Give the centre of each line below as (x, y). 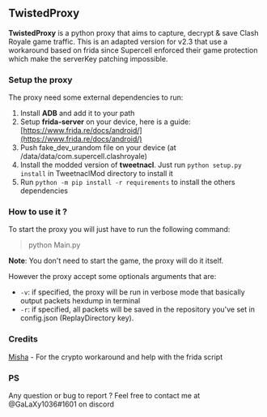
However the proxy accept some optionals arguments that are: (112, 277)
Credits (23, 339)
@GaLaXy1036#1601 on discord (61, 404)
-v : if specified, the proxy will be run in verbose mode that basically (132, 292)
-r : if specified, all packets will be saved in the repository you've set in (137, 310)
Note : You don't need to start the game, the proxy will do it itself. (116, 261)
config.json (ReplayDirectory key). (77, 318)
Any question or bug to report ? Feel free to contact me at (104, 396)
